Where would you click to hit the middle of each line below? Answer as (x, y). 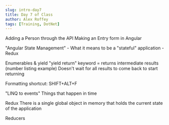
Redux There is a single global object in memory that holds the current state (84, 103)
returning (15, 74)
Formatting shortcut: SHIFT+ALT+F (41, 84)
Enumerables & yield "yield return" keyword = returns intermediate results (82, 63)
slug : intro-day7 (23, 10)
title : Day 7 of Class (29, 15)
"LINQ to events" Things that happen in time (51, 93)
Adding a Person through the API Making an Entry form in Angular (74, 38)
